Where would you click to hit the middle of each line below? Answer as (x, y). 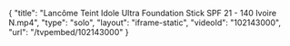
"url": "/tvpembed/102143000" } (69, 32)
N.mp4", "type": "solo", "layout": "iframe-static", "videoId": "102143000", (145, 23)
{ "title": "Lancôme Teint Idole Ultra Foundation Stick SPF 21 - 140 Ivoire (143, 13)
